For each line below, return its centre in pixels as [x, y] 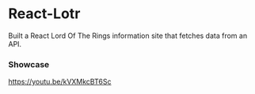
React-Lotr [44, 14]
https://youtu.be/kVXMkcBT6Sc [60, 82]
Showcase [29, 64]
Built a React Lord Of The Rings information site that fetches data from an [128, 36]
